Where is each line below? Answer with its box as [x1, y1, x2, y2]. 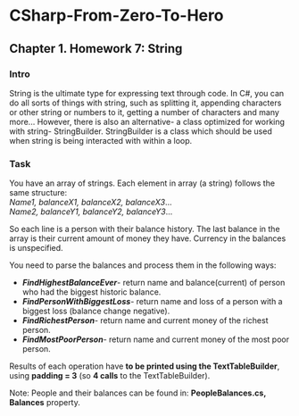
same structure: [9, 187, 68, 198]
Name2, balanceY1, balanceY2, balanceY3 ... [9, 206, 173, 217]
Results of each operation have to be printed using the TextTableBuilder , [9, 361, 280, 371]
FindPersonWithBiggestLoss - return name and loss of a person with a [21, 296, 283, 307]
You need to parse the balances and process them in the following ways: [9, 260, 277, 270]
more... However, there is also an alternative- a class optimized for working [9, 116, 286, 127]
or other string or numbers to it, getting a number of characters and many [9, 106, 279, 117]
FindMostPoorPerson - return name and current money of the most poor [21, 334, 290, 345]
